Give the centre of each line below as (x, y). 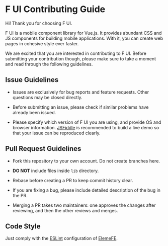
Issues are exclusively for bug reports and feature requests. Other (81, 92)
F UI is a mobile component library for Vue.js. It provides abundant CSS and (83, 33)
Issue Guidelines (32, 80)
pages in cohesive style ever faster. (42, 43)
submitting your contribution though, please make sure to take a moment (81, 58)
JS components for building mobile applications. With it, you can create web (84, 38)
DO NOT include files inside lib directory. (56, 171)
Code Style (23, 226)
